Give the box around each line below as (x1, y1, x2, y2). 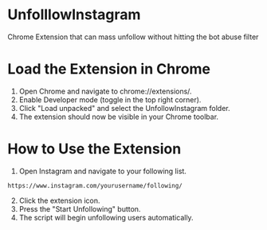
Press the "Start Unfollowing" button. (18, 204, 141, 213)
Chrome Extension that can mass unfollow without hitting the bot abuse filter (7, 32, 259, 42)
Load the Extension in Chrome (7, 60, 211, 78)
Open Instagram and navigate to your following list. (18, 166, 187, 176)
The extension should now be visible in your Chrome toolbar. (18, 112, 219, 121)
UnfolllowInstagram (7, 6, 141, 24)
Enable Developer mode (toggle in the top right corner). (18, 94, 202, 105)
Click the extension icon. (18, 196, 100, 205)
